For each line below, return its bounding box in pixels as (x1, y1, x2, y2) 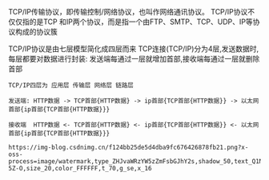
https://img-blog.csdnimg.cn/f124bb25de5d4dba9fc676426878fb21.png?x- (8, 143, 249, 151)
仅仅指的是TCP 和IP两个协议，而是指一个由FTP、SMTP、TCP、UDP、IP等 (8, 17, 254, 26)
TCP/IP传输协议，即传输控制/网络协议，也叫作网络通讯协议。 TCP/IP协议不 (8, 7, 255, 16)
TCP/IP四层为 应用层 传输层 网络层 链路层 (8, 82, 134, 90)
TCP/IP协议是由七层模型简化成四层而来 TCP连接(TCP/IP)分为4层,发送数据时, (8, 44, 259, 54)
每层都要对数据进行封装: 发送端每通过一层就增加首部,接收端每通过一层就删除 (8, 54, 260, 63)
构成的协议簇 (14, 27, 58, 36)
